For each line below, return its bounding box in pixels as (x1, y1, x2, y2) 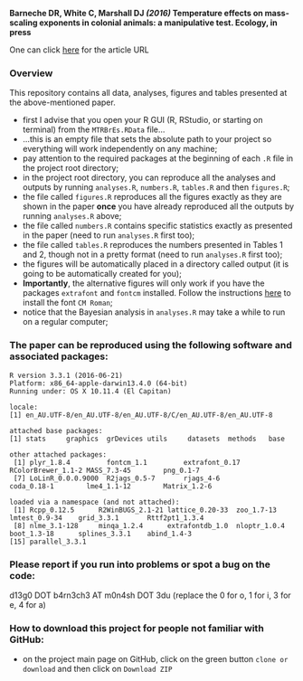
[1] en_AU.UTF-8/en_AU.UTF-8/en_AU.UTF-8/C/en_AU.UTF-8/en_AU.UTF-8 (9, 411, 273, 420)
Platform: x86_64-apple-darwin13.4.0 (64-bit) (9, 379, 188, 388)
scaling (9, 17, 38, 28)
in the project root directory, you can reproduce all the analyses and (22, 172, 276, 184)
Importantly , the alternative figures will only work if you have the (22, 278, 265, 288)
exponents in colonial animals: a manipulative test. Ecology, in (39, 17, 278, 28)
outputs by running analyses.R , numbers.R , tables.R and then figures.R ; (22, 182, 290, 193)
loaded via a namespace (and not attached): (9, 497, 180, 506)
